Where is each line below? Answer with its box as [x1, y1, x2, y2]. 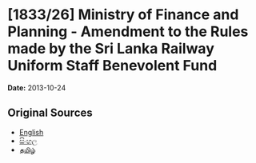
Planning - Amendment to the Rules [7, 22, 249, 41]
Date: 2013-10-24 [7, 82, 66, 93]
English [18, 127, 44, 137]
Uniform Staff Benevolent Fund [7, 57, 218, 75]
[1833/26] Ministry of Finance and [7, 6, 239, 24]
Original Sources [7, 106, 93, 120]
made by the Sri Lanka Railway [7, 40, 215, 58]
